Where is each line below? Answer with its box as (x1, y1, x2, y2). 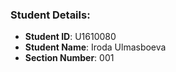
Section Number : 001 (24, 52, 115, 64)
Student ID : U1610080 (24, 31, 117, 43)
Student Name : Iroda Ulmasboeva (24, 41, 167, 53)
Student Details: (10, 8, 91, 22)
